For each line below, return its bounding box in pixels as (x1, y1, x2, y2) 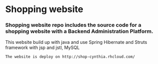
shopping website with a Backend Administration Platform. (5, 28, 153, 35)
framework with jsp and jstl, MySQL (5, 44, 80, 51)
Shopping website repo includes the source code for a (5, 22, 141, 29)
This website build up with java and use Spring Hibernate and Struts (5, 39, 147, 45)
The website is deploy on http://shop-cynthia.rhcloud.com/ (5, 54, 136, 59)
